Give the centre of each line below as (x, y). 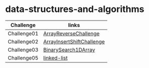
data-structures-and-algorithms (75, 9)
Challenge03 (23, 49)
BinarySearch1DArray (69, 49)
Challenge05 (23, 57)
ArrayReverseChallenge (71, 33)
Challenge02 (23, 41)
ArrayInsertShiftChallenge (74, 41)
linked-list (56, 57)
